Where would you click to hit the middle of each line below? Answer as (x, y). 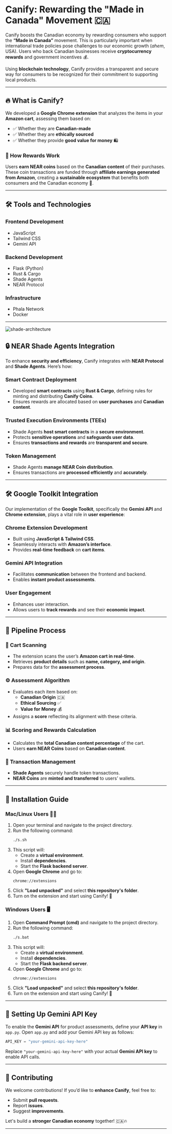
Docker (20, 314)
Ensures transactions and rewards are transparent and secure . (80, 443)
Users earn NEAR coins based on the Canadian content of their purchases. (85, 167)
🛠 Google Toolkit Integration (52, 494)
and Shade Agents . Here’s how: (39, 366)
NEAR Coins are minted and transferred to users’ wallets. (74, 779)
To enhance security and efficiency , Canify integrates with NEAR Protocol (84, 361)
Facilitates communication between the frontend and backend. (80, 574)
